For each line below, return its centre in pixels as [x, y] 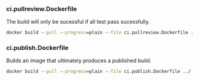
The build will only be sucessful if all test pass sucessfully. [78, 22]
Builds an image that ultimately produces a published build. [79, 60]
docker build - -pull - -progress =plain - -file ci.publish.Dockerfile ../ [99, 72]
